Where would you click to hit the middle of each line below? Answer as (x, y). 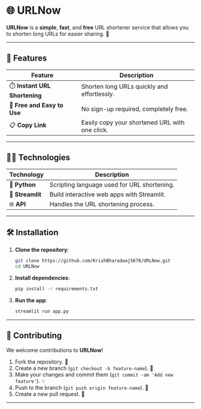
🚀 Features (27, 58)
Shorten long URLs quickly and (124, 86)
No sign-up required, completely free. (135, 109)
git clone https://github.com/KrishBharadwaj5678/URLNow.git (93, 261)
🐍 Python (22, 185)
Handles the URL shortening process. (102, 204)
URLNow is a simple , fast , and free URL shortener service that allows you (98, 27)
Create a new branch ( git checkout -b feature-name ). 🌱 (84, 368)
